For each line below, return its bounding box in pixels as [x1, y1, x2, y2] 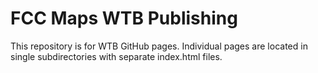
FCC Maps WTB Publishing [10, 7, 238, 30]
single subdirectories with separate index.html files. [10, 50, 223, 62]
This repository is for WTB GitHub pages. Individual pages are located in [10, 40, 308, 52]
